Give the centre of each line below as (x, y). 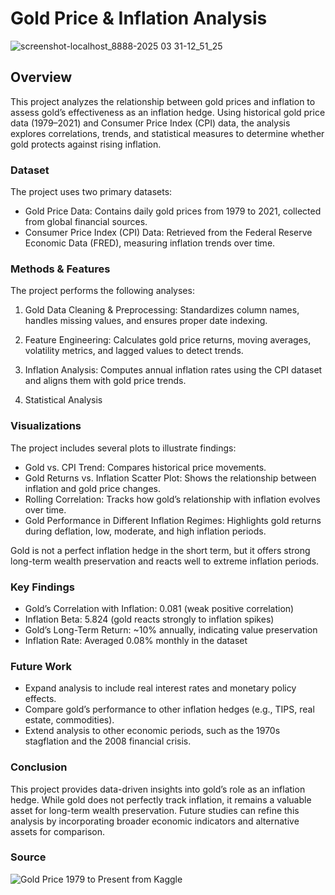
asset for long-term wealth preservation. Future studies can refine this (155, 810)
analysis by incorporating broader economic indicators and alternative (155, 821)
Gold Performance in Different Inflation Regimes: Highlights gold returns (173, 520)
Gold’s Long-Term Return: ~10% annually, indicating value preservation (171, 629)
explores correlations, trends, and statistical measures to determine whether (167, 133)
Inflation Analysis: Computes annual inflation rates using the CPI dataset (173, 370)
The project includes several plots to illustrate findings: (123, 448)
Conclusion (39, 767)
